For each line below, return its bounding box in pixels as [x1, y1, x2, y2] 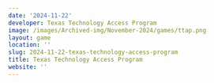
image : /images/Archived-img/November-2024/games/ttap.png [8, 26, 207, 34]
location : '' [8, 41, 51, 49]
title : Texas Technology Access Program [8, 56, 144, 64]
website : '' [8, 63, 47, 71]
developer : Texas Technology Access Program [8, 19, 157, 27]
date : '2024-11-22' [8, 11, 73, 20]
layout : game [8, 33, 51, 42]
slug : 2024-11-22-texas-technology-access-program [8, 48, 178, 56]
